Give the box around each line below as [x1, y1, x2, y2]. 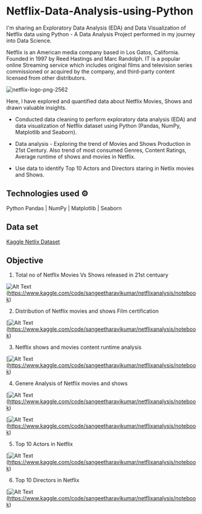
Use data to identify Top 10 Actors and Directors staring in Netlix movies [14, 165, 194, 172]
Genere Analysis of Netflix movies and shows [14, 380, 128, 387]
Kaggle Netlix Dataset [6, 238, 60, 245]
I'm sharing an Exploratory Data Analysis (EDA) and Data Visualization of [6, 24, 186, 31]
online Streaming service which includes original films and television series [6, 61, 193, 69]
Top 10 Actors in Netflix [14, 440, 74, 448]
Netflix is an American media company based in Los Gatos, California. [6, 48, 180, 55]
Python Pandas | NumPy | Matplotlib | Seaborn [6, 204, 122, 212]
